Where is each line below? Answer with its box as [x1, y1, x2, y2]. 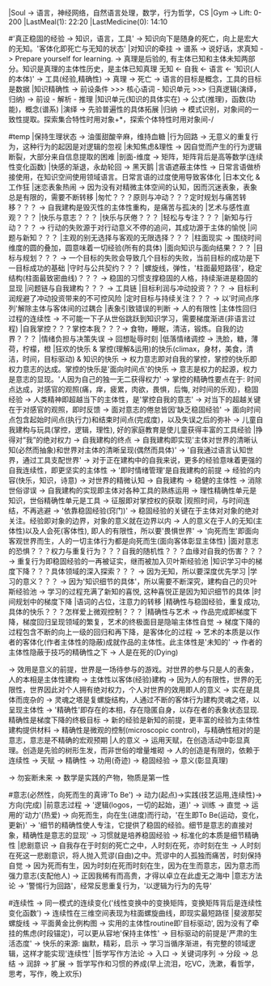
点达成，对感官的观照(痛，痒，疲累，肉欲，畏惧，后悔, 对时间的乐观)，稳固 [8, 384, 259, 394]
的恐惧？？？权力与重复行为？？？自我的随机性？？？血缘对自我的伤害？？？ [8, 546, 264, 556]
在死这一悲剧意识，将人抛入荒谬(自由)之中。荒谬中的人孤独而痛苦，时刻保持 [8, 851, 262, 860]
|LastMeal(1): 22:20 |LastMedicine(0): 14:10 [23, 17, 168, 27]
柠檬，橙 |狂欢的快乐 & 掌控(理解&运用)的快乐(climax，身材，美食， [22, 344, 247, 353]
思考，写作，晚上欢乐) [8, 969, 83, 978]
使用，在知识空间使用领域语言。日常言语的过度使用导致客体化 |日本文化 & [15, 172, 260, 181]
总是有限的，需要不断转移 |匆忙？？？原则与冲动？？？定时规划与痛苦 [8, 193, 240, 201]
